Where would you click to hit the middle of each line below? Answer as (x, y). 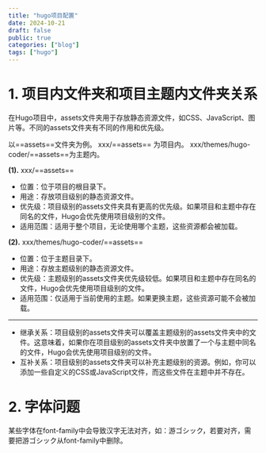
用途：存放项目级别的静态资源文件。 (79, 196)
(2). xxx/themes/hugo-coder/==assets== (76, 242)
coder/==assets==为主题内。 (56, 154)
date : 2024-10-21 (37, 23)
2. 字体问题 (44, 407)
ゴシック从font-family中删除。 (78, 440)
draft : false (30, 30)
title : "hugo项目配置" (43, 15)
